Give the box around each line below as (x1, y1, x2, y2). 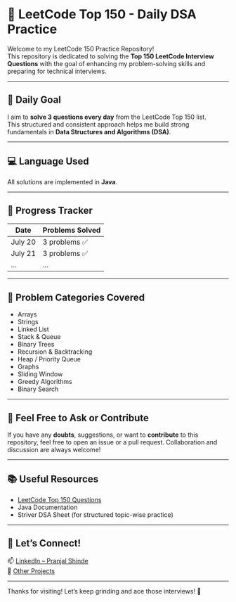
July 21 (11, 249, 37, 259)
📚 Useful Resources (7, 473, 99, 485)
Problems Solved (42, 225, 101, 235)
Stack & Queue (17, 333, 61, 341)
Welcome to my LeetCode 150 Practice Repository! (7, 44, 155, 53)
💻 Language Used (7, 155, 89, 167)
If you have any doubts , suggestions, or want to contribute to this (7, 430, 199, 439)
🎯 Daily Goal (7, 94, 62, 106)
